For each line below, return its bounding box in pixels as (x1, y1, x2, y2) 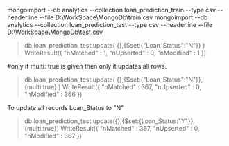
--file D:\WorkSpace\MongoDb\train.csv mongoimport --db (39, 13, 208, 21)
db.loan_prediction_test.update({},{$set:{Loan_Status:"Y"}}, (24, 117, 196, 125)
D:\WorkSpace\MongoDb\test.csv (7, 28, 103, 36)
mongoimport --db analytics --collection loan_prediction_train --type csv (7, 6, 217, 14)
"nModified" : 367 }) (24, 131, 82, 140)
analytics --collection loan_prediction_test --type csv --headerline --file (7, 21, 213, 28)
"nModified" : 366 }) (24, 90, 83, 98)
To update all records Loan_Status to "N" (7, 104, 124, 111)
